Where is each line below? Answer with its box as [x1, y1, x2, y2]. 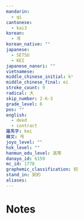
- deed [11, 118, 27, 124]
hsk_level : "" [6, 145, 41, 150]
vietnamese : [6, 69, 35, 74]
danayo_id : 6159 [6, 156, 45, 162]
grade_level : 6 [6, 101, 43, 107]
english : [6, 112, 27, 118]
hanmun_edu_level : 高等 [6, 150, 62, 156]
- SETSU [11, 52, 30, 58]
